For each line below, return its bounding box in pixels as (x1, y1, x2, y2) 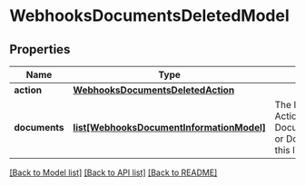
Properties (9, 42, 71, 57)
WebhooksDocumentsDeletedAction (73, 83, 235, 96)
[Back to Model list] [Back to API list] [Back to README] (9, 167, 218, 178)
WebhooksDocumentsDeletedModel (9, 5, 290, 26)
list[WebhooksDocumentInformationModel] (73, 122, 266, 133)
